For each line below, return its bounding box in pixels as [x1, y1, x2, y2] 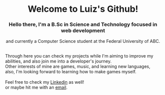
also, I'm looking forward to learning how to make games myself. [5, 69, 137, 75]
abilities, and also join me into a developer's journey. [5, 58, 112, 64]
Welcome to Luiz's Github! [28, 3, 138, 15]
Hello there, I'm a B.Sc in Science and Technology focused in [8, 21, 158, 28]
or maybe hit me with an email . [5, 85, 68, 91]
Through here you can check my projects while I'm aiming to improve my [5, 53, 154, 59]
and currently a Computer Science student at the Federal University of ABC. [5, 38, 161, 44]
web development [61, 27, 105, 34]
